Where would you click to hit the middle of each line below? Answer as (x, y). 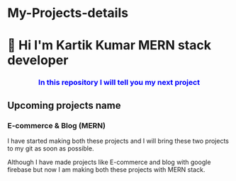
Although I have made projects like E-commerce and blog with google (109, 162)
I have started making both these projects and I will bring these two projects (118, 141)
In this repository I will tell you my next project (119, 83)
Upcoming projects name (64, 105)
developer (38, 60)
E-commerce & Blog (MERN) (57, 125)
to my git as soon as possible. (51, 148)
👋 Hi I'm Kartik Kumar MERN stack (109, 46)
